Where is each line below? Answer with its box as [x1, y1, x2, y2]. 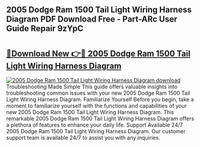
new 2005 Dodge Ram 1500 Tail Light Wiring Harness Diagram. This [6, 109, 174, 116]
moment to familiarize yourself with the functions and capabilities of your [6, 102, 187, 109]
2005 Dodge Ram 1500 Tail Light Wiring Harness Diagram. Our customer [6, 128, 186, 134]
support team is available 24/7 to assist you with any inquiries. [6, 134, 160, 141]
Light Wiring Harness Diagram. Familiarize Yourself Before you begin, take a [6, 96, 194, 103]
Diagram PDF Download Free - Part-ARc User [6, 14, 178, 25]
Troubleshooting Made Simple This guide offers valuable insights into [6, 83, 178, 90]
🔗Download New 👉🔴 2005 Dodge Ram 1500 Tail [6, 48, 191, 59]
